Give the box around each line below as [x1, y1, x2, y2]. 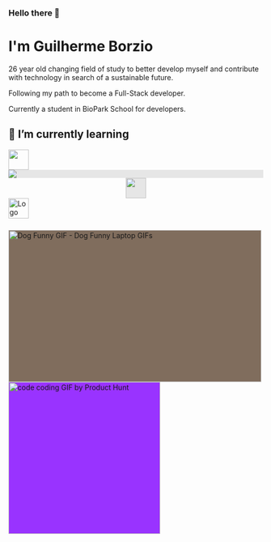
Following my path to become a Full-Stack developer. [8, 88, 186, 98]
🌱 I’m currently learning [8, 127, 129, 141]
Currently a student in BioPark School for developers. [8, 104, 186, 113]
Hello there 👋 [8, 7, 61, 19]
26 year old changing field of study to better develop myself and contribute [8, 64, 259, 74]
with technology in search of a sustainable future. [8, 72, 174, 82]
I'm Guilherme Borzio [8, 37, 154, 56]
